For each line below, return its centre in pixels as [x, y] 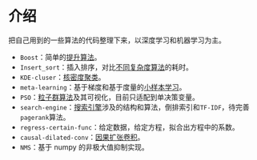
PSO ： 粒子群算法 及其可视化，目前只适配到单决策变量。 [110, 97]
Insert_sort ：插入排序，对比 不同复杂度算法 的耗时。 [106, 67]
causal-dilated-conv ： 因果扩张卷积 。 [82, 137]
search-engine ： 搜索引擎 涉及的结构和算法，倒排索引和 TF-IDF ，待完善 [135, 107]
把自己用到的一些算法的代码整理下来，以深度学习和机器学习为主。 [117, 40]
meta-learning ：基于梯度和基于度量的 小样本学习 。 [103, 87]
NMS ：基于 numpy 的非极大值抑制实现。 [84, 147]
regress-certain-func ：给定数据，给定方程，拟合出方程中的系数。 [129, 127]
